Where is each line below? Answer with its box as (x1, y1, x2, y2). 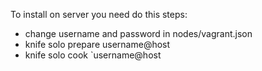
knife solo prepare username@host (24, 39, 171, 50)
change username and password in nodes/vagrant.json (24, 28, 253, 39)
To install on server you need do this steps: (10, 9, 188, 20)
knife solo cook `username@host (24, 49, 162, 61)
